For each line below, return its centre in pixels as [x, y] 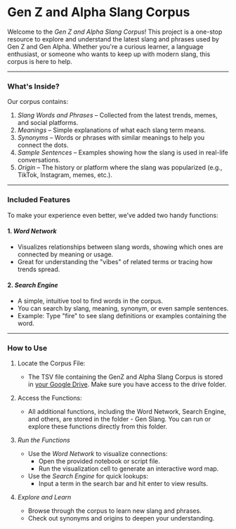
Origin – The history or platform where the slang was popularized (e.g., [120, 168]
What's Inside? [33, 86]
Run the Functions [44, 440]
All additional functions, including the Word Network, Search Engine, [127, 412]
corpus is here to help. [40, 61]
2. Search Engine [33, 285]
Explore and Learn [44, 497]
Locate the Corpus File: [51, 363]
